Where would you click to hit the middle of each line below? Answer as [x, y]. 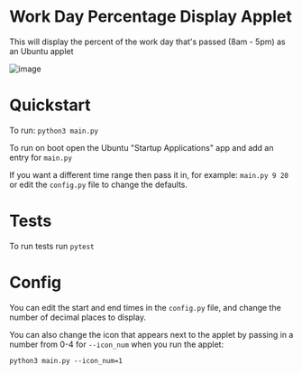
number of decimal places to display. [78, 317]
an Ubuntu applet [41, 51]
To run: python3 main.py [54, 130]
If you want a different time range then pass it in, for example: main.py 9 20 [149, 174]
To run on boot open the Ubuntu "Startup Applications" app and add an [142, 147]
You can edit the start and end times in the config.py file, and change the [145, 307]
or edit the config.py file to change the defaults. [98, 184]
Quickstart [50, 105]
